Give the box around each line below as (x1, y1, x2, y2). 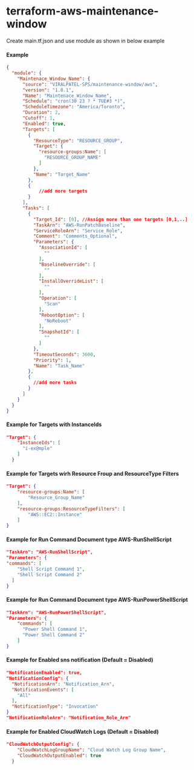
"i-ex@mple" (22, 446, 53, 452)
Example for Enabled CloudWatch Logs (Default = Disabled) (6, 728, 159, 735)
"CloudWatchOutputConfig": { (6, 742, 80, 748)
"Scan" (44, 301, 61, 307)
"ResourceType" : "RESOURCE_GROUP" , (33, 137, 123, 143)
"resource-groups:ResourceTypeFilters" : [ (17, 505, 126, 512)
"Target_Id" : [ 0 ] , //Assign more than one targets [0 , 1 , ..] (33, 216, 188, 222)
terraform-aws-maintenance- (6, 4, 159, 18)
